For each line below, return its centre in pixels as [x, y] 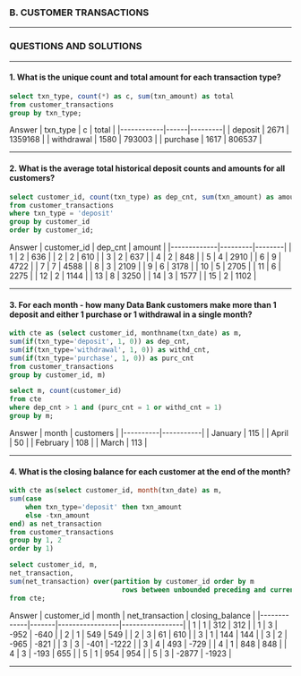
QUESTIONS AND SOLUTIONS [76, 47]
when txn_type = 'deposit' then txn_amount [103, 507]
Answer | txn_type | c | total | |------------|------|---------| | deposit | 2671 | [149, 130]
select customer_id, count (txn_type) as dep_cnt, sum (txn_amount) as [142, 197]
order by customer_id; [52, 230]
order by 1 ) [31, 549]
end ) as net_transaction [56, 524]
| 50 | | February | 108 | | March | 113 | [78, 442]
